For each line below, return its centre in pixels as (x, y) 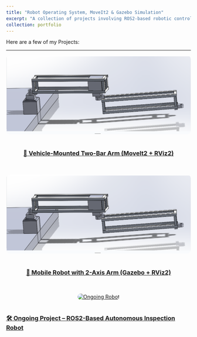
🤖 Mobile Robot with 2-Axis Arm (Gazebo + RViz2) (98, 272)
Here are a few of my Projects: (43, 42)
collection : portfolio (34, 25)
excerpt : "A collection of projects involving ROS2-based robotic (89, 18)
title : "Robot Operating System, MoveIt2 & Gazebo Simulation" (85, 12)
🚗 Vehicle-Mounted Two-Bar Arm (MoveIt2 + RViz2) (98, 153)
